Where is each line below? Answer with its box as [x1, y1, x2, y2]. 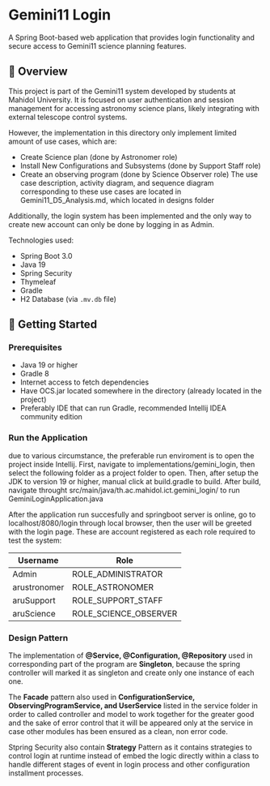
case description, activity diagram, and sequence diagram [19, 178, 214, 187]
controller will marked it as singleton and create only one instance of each [8, 668, 255, 678]
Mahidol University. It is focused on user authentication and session [8, 95, 234, 105]
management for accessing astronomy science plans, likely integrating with [8, 103, 260, 113]
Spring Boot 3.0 [19, 251, 73, 260]
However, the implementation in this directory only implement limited [8, 127, 237, 137]
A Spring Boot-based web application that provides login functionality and [8, 32, 255, 42]
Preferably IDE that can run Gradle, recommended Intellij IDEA [19, 403, 226, 413]
